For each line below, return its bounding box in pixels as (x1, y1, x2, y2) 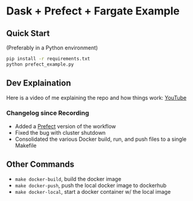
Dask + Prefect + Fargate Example (6, 4, 180, 18)
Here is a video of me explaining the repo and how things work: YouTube (6, 94, 187, 101)
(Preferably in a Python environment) (6, 44, 98, 51)
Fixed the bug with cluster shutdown (14, 129, 106, 136)
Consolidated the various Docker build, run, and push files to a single (14, 135, 187, 143)
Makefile (14, 141, 37, 149)
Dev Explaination (6, 78, 71, 88)
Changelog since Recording (6, 109, 89, 117)
